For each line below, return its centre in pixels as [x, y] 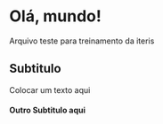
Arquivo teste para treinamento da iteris [82, 41]
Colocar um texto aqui [50, 89]
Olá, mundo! [56, 16]
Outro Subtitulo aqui [48, 110]
